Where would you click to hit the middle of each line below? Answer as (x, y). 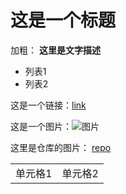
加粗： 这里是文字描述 (55, 50)
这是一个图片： (41, 126)
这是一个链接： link (48, 105)
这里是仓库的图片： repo (61, 147)
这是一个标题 (63, 20)
